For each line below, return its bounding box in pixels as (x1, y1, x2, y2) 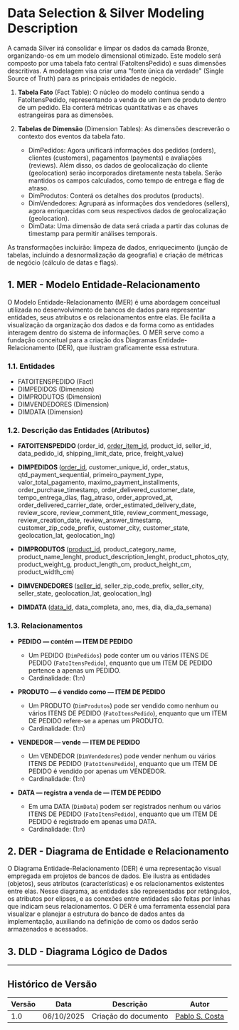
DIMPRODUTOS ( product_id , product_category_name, (17, 545, 176, 554)
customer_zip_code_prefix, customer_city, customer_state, (17, 524, 190, 532)
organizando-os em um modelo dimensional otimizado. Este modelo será (7, 51, 222, 60)
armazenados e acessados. (7, 925, 88, 934)
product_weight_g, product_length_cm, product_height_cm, (17, 560, 192, 568)
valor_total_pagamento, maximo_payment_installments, (17, 478, 180, 486)
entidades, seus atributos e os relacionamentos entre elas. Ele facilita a (7, 312, 216, 322)
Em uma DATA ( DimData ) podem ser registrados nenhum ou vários (28, 802, 221, 810)
